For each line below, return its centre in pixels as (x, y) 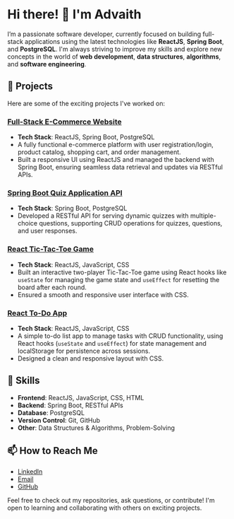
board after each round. (52, 287)
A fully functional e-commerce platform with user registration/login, (115, 145)
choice (27, 223)
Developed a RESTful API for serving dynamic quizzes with (103, 216)
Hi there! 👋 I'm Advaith (74, 14)
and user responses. (47, 231)
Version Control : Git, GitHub (59, 420)
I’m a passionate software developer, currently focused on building (104, 34)
